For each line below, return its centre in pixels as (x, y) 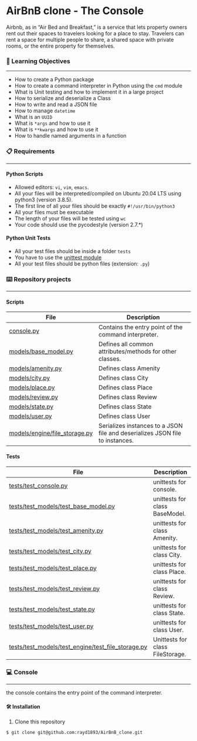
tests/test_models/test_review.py (55, 589)
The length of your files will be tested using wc (70, 218)
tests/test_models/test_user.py (51, 626)
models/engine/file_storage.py (51, 433)
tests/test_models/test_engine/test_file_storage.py (78, 647)
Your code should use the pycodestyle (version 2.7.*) (79, 224)
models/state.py (31, 407)
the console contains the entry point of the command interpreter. (84, 692)
